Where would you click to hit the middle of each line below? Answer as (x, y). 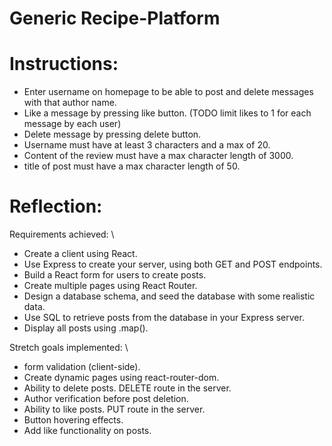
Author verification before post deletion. (106, 399)
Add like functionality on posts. (87, 431)
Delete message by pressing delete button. (112, 134)
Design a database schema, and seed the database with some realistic (169, 296)
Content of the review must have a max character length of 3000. (158, 156)
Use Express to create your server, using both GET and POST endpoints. (173, 264)
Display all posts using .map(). (86, 328)
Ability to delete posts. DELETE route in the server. (127, 388)
